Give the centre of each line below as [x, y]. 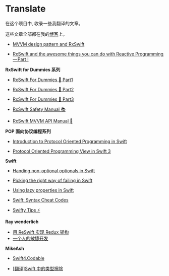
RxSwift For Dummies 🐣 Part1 [43, 80]
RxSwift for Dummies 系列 [33, 70]
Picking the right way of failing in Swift [52, 180]
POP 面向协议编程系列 [28, 131]
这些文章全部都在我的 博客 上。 [36, 34]
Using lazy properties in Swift [43, 190]
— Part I [20, 59]
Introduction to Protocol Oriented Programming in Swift [70, 141]
